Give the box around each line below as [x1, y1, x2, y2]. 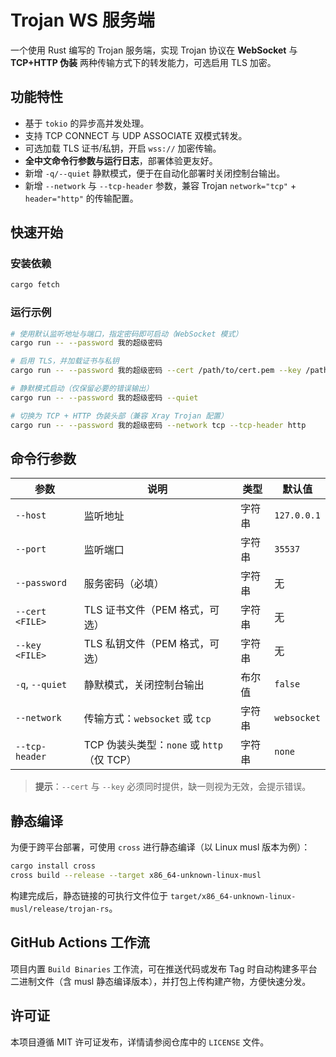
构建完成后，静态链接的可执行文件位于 [10, 889, 168, 901]
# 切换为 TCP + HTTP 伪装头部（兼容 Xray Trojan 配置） [10, 411, 228, 421]
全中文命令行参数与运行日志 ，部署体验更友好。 [24, 154, 218, 166]
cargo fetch [10, 280, 60, 290]
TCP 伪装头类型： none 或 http [83, 738, 223, 752]
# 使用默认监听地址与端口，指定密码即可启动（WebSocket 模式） [10, 329, 243, 339]
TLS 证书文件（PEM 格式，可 [83, 603, 220, 617]
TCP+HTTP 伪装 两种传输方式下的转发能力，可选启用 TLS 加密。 [10, 56, 277, 68]
